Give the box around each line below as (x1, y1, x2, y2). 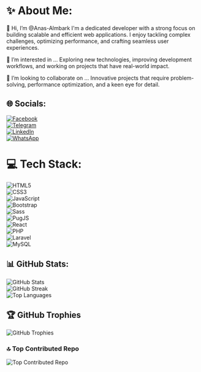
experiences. (6, 44, 40, 51)
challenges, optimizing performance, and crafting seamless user (6, 37, 169, 45)
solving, (6, 80, 26, 88)
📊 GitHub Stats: (6, 259, 69, 269)
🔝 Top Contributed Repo (6, 344, 80, 353)
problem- (170, 74, 194, 82)
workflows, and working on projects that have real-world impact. (6, 62, 170, 69)
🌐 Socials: (6, 99, 47, 109)
